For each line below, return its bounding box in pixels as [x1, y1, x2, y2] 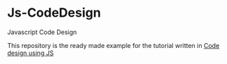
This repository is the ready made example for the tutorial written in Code [7, 41, 220, 49]
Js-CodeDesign [7, 5, 101, 21]
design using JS [7, 49, 54, 57]
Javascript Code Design [7, 28, 77, 36]
